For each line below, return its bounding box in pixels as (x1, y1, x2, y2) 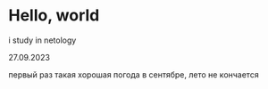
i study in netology (8, 35, 77, 45)
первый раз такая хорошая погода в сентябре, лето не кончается (8, 69, 260, 80)
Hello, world (8, 5, 100, 26)
